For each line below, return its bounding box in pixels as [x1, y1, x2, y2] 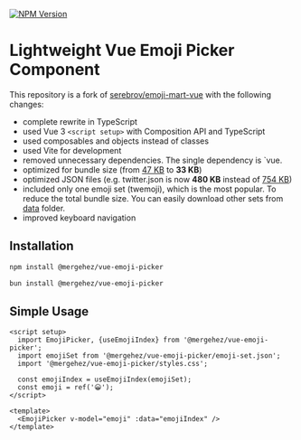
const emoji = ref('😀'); [17, 383, 115, 392]
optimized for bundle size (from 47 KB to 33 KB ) [22, 164, 202, 175]
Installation [9, 239, 74, 254]
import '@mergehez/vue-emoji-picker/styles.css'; [17, 360, 208, 369]
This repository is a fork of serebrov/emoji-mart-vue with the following [9, 89, 272, 99]
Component [9, 60, 101, 80]
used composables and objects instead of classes [22, 136, 210, 146]
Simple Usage [9, 304, 89, 319]
